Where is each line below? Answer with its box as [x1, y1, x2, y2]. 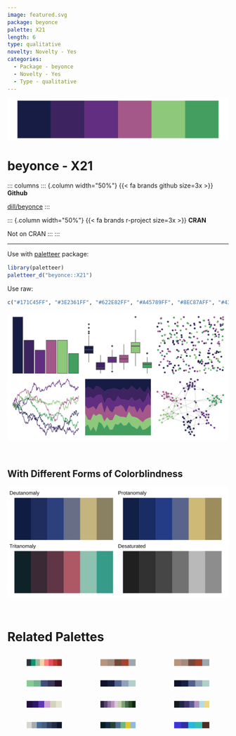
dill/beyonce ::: [7, 202, 51, 211]
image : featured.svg [7, 11, 68, 18]
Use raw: [7, 284, 34, 293]
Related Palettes [7, 629, 105, 645]
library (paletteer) [7, 264, 65, 271]
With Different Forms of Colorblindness [7, 468, 183, 480]
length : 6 [7, 34, 37, 41]
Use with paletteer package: [7, 249, 89, 258]
